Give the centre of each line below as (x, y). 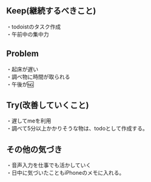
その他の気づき (34, 150)
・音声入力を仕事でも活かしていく (49, 165)
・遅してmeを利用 (29, 121)
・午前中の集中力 (28, 34)
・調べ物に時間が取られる (38, 76)
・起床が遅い (22, 69)
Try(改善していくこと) (48, 105)
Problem (23, 54)
